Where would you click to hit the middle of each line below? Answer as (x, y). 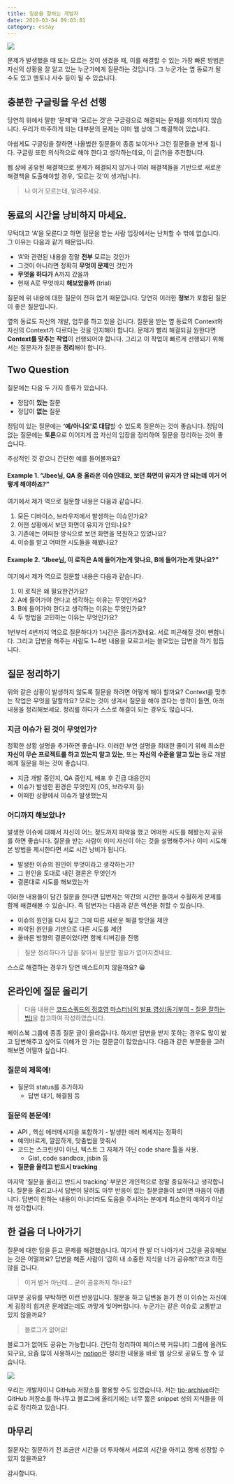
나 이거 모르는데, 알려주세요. (63, 191)
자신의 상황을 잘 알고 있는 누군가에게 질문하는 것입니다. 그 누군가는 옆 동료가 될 (114, 69)
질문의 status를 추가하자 (50, 1087)
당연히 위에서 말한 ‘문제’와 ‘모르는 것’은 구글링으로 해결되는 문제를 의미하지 (108, 120)
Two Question (38, 370)
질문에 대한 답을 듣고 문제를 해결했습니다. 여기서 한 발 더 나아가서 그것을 (105, 1250)
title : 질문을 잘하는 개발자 (43, 14)
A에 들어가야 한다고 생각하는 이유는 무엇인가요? (82, 600)
